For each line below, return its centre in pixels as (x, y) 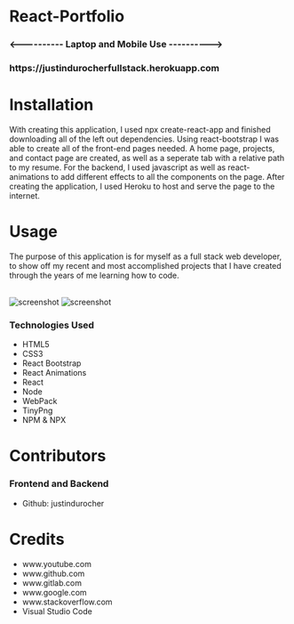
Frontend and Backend (59, 484)
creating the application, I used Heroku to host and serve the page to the (142, 186)
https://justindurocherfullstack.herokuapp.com (115, 69)
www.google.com (54, 592)
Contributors (58, 456)
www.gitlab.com (52, 583)
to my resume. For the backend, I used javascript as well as (118, 167)
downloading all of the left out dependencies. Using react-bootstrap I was (144, 139)
